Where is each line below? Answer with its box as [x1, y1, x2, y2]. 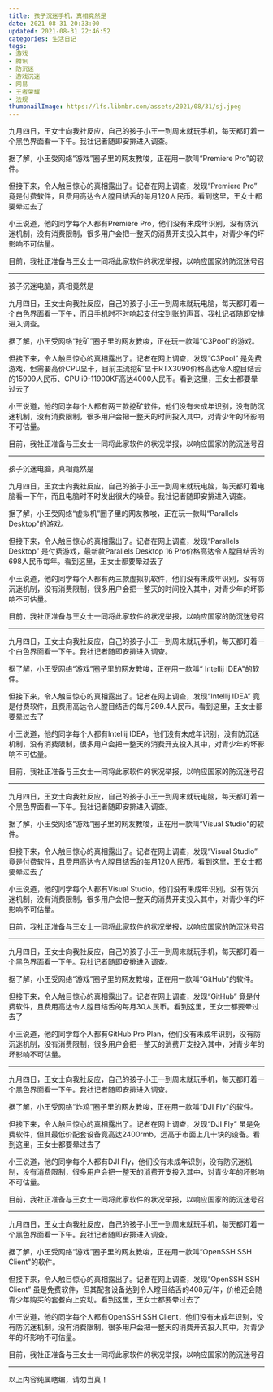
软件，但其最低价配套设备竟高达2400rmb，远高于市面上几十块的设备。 [15, 1129, 253, 1140]
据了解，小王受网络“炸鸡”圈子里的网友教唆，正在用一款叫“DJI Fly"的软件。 [8, 1102, 258, 1112]
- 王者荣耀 [8, 87, 41, 96]
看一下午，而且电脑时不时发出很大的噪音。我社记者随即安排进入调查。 [15, 492, 250, 501]
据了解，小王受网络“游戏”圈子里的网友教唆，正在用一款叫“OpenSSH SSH [8, 1247, 252, 1257]
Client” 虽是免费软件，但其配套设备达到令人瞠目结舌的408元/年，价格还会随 [8, 1285, 262, 1294]
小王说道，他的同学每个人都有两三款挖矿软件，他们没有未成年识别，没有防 [8, 401, 258, 411]
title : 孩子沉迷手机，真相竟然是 [8, 11, 107, 20]
